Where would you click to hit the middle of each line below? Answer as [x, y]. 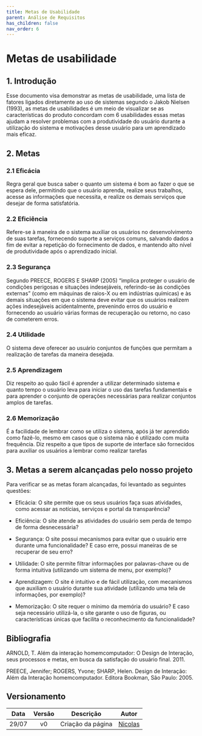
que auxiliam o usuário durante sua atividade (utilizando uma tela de [100, 588]
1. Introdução [31, 81]
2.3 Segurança [29, 267]
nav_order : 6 [23, 29]
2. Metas [23, 153]
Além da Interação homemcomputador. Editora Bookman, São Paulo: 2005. [100, 678]
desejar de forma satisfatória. [43, 203]
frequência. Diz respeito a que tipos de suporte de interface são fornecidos [100, 444]
